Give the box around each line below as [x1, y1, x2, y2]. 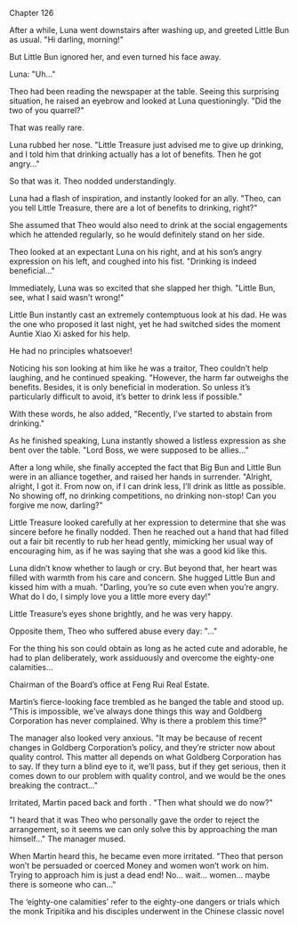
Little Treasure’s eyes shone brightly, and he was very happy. [9, 609, 233, 618]
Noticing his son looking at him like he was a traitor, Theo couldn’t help [9, 363, 269, 373]
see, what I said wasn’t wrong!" [9, 292, 125, 302]
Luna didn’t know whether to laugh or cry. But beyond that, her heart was [9, 563, 278, 573]
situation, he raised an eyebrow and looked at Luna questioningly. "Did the [9, 95, 282, 106]
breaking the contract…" [9, 780, 99, 790]
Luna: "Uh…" [9, 69, 56, 79]
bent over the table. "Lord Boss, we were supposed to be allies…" [9, 445, 249, 455]
